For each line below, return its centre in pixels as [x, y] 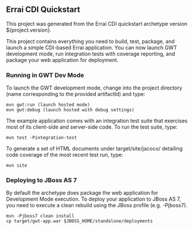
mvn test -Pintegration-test [42, 138]
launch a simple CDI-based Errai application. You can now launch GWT [92, 47]
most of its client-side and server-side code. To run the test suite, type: [92, 127]
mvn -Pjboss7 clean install [40, 216]
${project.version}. [29, 30]
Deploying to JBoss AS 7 [42, 180]
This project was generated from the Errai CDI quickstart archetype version [97, 23]
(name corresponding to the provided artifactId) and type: [76, 94]
